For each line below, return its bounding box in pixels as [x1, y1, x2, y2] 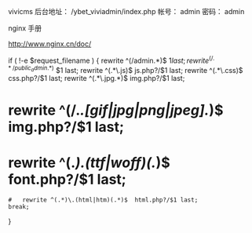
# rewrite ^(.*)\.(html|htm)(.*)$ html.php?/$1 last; [8, 196, 199, 204]
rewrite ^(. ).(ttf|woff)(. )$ [8, 154, 170, 171]
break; [8, 203, 30, 211]
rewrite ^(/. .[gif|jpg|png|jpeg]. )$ [8, 101, 224, 119]
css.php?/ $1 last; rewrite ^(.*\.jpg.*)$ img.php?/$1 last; [8, 74, 185, 83]
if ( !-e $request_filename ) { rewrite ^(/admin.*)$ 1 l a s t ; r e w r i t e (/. [8, 54, 215, 65]
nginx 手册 [8, 24, 42, 33]
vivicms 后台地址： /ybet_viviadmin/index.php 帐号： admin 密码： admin [8, 7, 245, 16]
